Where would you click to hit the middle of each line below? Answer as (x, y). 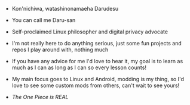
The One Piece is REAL (40, 97)
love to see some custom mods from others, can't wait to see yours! (96, 85)
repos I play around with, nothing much (60, 50)
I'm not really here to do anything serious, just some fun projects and (97, 43)
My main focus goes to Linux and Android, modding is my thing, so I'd (98, 79)
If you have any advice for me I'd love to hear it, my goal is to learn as (97, 61)
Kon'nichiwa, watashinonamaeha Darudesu (65, 9)
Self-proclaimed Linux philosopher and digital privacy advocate (90, 32)
